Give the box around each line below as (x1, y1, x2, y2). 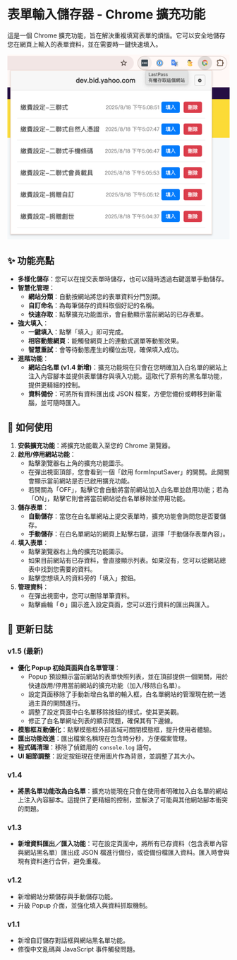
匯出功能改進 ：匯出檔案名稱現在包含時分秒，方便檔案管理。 (17, 734, 191, 742)
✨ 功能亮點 (7, 254, 55, 267)
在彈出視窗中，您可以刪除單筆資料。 (28, 592, 134, 600)
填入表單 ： (17, 539, 49, 547)
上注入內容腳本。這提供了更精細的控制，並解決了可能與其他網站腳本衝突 (17, 796, 228, 804)
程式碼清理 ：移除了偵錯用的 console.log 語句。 (17, 743, 155, 751)
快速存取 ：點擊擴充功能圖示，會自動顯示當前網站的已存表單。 (28, 310, 208, 319)
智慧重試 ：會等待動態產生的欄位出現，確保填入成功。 (28, 346, 183, 354)
